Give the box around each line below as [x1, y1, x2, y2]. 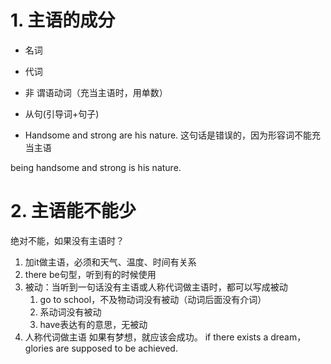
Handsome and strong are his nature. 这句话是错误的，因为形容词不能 [24, 129, 313, 141]
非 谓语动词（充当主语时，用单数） [24, 86, 168, 98]
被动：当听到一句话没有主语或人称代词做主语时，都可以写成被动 [24, 281, 288, 293]
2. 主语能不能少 [10, 200, 137, 223]
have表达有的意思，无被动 [39, 318, 148, 330]
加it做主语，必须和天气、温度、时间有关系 [24, 256, 197, 268]
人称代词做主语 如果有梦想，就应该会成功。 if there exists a [24, 331, 269, 343]
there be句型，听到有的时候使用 [24, 268, 157, 280]
